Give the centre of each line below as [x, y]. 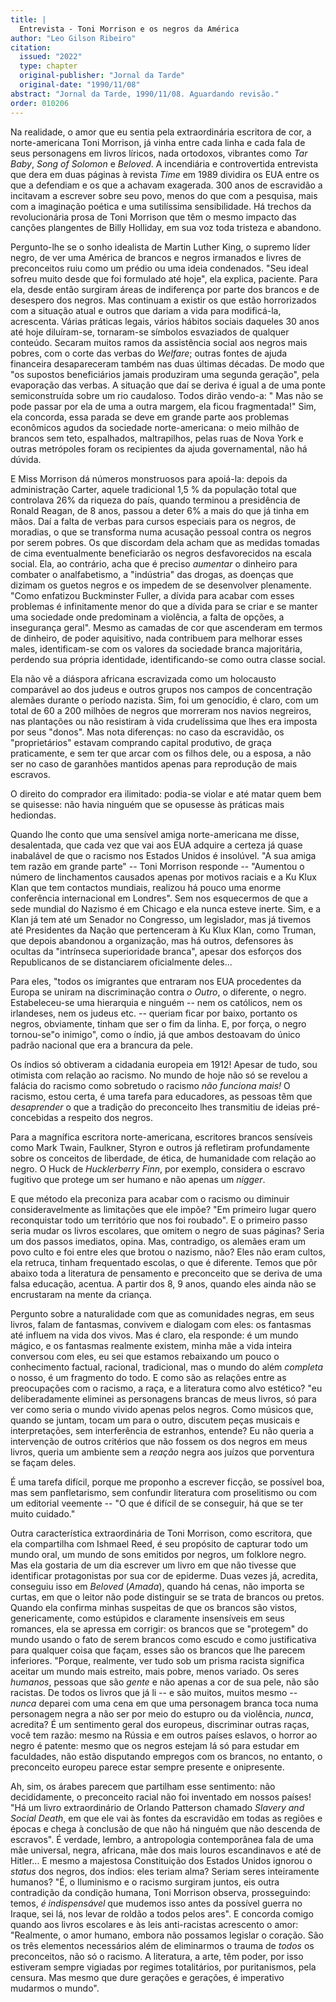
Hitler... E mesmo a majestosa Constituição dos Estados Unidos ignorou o [161, 1860]
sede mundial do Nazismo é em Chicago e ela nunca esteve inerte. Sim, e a [166, 908]
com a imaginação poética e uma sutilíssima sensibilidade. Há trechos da [161, 206]
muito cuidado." [43, 1513]
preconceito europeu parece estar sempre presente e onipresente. [147, 1767]
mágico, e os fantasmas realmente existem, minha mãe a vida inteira [151, 1345]
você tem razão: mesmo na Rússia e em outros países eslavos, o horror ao [164, 1735]
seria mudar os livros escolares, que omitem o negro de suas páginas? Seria [167, 1230]
